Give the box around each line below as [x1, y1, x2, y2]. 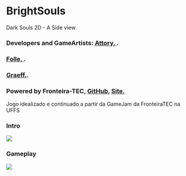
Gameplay [6, 150, 37, 158]
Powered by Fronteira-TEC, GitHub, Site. [6, 87, 125, 95]
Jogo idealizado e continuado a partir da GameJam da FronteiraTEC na [6, 100, 181, 107]
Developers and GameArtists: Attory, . [6, 39, 119, 47]
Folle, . [6, 55, 26, 63]
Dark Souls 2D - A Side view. [6, 24, 77, 31]
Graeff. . [6, 70, 29, 79]
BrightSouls [6, 4, 66, 18]
